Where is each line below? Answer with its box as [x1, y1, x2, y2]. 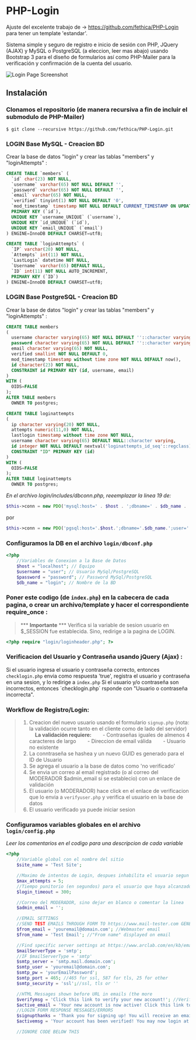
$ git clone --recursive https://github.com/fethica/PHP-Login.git [6, 126, 174, 132]
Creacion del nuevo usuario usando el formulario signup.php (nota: [29, 719, 190, 726]
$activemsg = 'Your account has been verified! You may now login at [16, 1018, 190, 1024]
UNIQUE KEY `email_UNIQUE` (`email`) [11, 225, 103, 231]
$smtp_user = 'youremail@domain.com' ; [16, 964, 111, 970]
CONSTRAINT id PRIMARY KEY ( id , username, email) [11, 367, 134, 373]
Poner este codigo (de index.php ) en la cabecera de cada [6, 593, 169, 601]
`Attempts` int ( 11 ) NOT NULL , [11, 252, 85, 258]
